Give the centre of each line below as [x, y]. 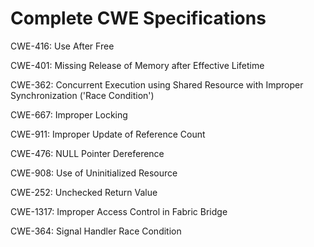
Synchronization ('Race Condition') [82, 95]
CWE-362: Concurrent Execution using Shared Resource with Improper [157, 84]
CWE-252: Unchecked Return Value [84, 192]
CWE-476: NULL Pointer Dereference [87, 153]
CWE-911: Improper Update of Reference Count [108, 134]
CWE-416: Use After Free [62, 46]
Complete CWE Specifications [138, 18]
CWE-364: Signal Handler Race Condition [96, 231]
